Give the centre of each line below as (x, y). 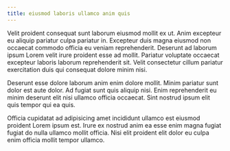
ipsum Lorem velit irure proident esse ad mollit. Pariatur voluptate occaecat (113, 55)
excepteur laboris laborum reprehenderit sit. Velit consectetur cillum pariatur (115, 62)
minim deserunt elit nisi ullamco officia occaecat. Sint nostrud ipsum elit (109, 97)
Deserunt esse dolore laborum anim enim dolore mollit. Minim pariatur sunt (113, 82)
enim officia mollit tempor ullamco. (56, 140)
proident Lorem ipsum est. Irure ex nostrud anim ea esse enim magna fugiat (114, 125)
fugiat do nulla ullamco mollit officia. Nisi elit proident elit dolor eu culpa (108, 132)
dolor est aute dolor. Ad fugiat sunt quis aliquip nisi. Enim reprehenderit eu (112, 90)
